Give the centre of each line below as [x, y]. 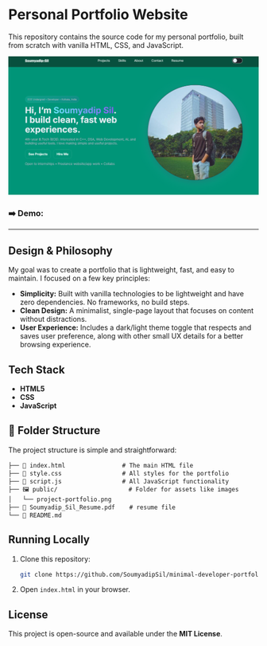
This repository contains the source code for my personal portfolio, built [126, 37]
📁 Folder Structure [54, 431]
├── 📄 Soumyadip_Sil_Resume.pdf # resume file [92, 507]
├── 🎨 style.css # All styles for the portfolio [118, 473]
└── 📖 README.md [35, 515]
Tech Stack [37, 369]
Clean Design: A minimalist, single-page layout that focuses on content [137, 311]
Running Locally [49, 540]
